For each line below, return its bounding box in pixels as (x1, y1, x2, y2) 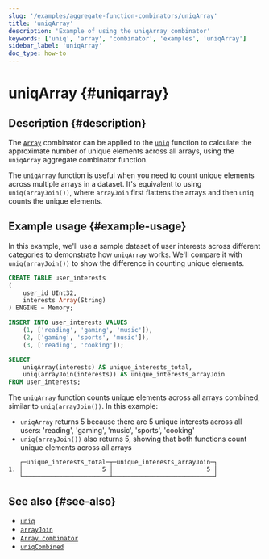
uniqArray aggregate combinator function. (8, 155, 148, 164)
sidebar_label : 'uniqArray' (8, 42, 103, 50)
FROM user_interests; (8, 378, 81, 386)
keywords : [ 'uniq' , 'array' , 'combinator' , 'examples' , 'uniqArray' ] (8, 34, 247, 43)
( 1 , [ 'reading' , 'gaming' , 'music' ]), (23, 326, 153, 334)
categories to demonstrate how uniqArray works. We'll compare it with (8, 250, 243, 259)
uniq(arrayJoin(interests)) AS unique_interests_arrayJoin (23, 371, 226, 379)
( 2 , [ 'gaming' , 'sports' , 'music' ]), (23, 333, 150, 342)
